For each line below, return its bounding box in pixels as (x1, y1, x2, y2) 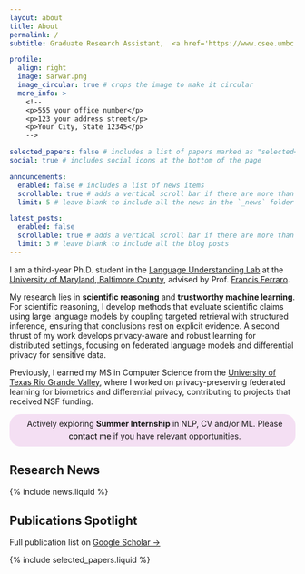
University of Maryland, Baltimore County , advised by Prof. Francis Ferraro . (9, 273, 290, 284)
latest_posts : (9, 214, 64, 223)
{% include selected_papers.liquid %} (9, 555, 152, 566)
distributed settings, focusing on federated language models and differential (9, 340, 294, 351)
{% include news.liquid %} (9, 487, 109, 498)
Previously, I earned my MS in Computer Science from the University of (9, 367, 277, 378)
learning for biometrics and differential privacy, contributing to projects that (9, 386, 291, 397)
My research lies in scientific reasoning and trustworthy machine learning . (9, 292, 296, 302)
